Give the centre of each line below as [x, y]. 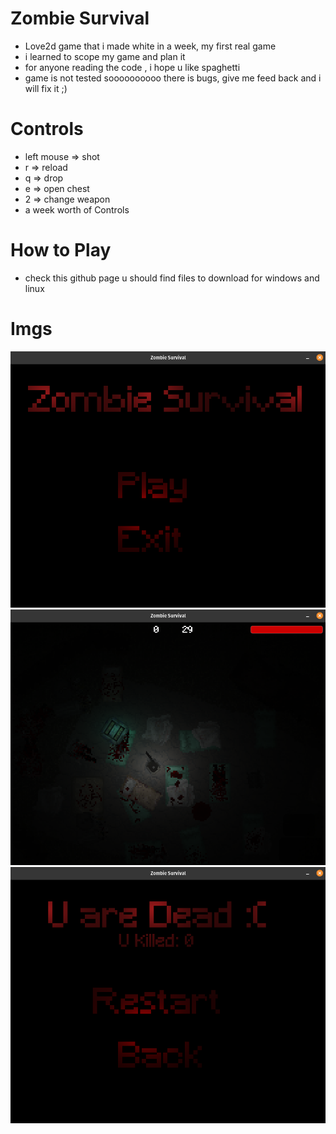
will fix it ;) [46, 88]
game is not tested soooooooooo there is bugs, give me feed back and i [173, 78]
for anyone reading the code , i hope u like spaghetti [132, 67]
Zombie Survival [80, 18]
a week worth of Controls [77, 209]
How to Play [61, 250]
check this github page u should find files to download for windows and [172, 278]
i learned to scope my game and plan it [105, 56]
